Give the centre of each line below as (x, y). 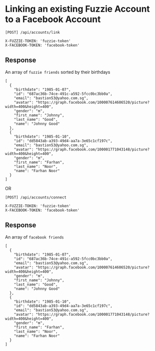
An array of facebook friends (35, 237)
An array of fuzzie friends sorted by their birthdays (58, 72)
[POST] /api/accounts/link (33, 32)
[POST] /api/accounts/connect (36, 197)
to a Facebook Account (53, 19)
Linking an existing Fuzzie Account (77, 9)
